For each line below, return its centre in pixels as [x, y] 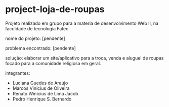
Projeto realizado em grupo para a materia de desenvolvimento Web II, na [82, 23]
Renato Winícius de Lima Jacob [45, 93]
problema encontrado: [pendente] [40, 48]
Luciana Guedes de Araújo [40, 83]
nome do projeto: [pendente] [35, 38]
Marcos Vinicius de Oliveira [41, 88]
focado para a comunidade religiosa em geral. [53, 63]
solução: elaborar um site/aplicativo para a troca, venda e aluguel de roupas [85, 58]
